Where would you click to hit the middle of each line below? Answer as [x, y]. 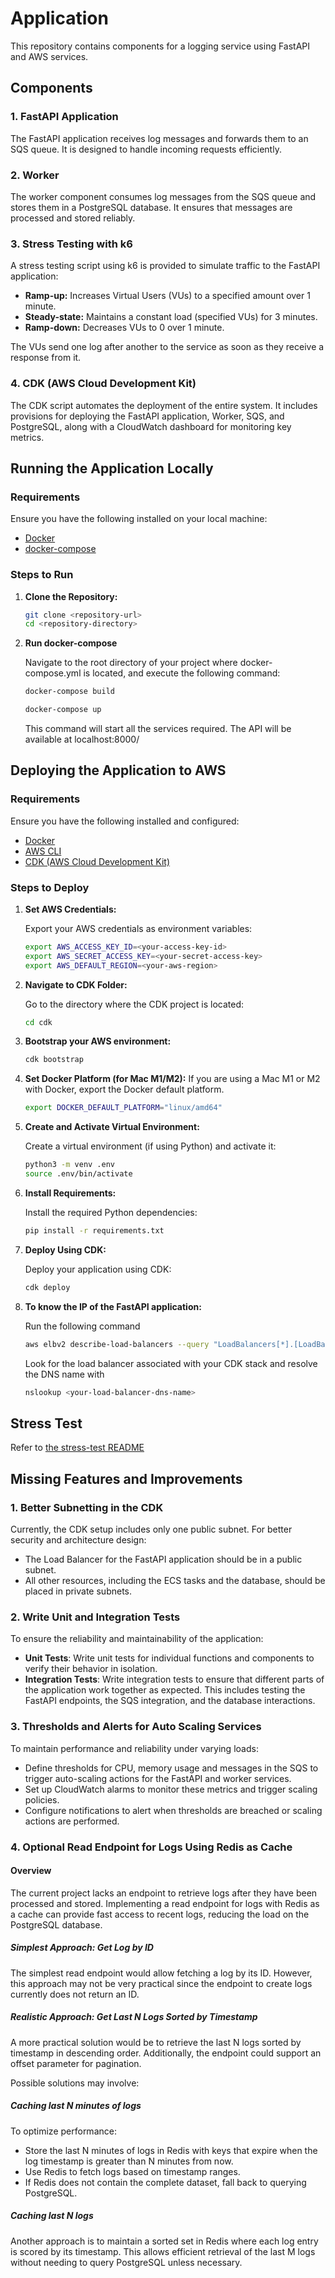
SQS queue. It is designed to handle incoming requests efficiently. [146, 149]
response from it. [46, 358]
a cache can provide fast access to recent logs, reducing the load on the [160, 1914]
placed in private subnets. [78, 1591]
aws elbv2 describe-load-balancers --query [117, 1344]
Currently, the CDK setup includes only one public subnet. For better [151, 1529]
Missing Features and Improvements [126, 1478]
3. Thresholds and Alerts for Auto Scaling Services [136, 1727]
